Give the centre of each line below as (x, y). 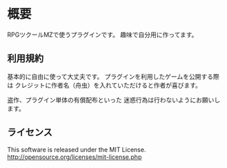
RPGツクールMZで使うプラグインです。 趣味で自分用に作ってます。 (102, 35)
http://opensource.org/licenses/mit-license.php (75, 157)
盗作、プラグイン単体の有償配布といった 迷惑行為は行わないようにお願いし (114, 100)
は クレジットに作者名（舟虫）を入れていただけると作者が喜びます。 (105, 85)
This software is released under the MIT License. (77, 149)
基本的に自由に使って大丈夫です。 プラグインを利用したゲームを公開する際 (113, 76)
